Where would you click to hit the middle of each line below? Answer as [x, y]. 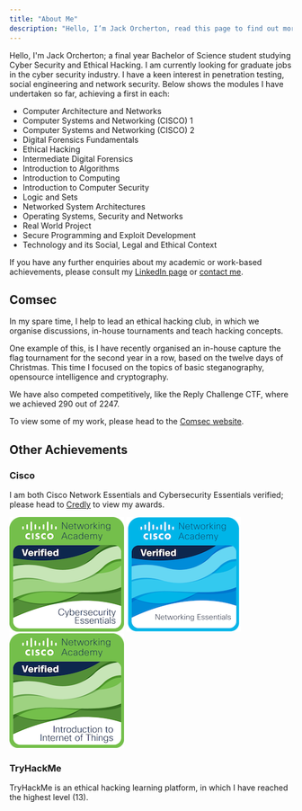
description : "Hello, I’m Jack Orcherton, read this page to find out [144, 28]
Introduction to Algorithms [71, 168]
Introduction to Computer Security [86, 187]
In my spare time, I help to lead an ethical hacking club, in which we [134, 321]
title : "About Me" [44, 19]
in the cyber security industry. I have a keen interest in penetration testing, [147, 74]
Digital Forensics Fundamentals [80, 139]
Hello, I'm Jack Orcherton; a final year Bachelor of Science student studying [150, 55]
